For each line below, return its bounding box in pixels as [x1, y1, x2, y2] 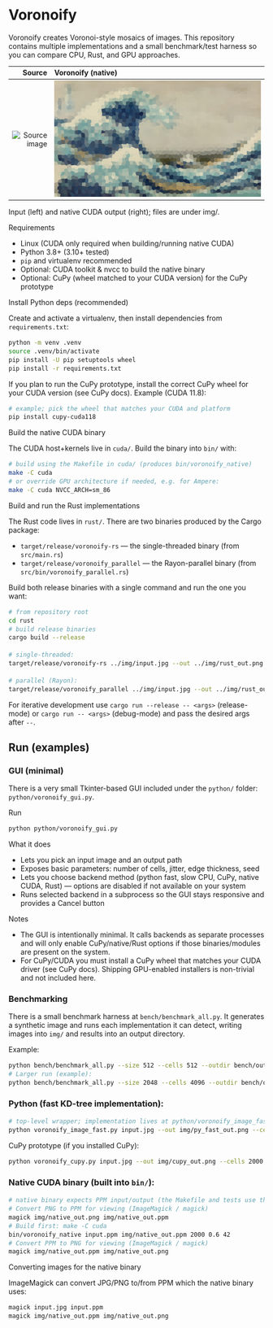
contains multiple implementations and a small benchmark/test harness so [8, 41, 258, 50]
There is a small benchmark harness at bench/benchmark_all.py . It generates [8, 1012, 265, 1021]
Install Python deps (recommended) [8, 298, 128, 307]
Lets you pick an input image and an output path [19, 856, 183, 865]
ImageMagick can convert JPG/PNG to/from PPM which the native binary [8, 1278, 254, 1288]
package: [8, 525, 40, 534]
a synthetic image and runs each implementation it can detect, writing [8, 1021, 242, 1030]
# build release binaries [8, 625, 96, 634]
